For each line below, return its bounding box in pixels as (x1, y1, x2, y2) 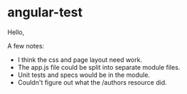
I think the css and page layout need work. (17, 55, 142, 64)
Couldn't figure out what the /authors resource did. (17, 78, 167, 86)
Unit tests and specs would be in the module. (17, 70, 151, 79)
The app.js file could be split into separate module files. (17, 63, 181, 71)
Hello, (7, 28, 25, 36)
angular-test (7, 4, 83, 21)
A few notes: (7, 41, 45, 50)
